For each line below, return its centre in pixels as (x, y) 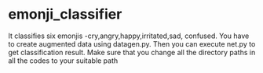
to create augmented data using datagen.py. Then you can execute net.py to (132, 43)
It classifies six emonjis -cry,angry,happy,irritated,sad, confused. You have (129, 36)
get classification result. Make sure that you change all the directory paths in (132, 52)
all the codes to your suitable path (63, 61)
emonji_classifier (65, 14)
